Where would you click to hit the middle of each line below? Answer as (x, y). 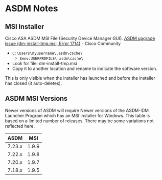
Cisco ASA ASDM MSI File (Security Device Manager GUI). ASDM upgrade (80, 38)
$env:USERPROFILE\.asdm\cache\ (51, 59)
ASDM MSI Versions (36, 99)
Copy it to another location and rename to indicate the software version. (85, 68)
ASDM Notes (32, 9)
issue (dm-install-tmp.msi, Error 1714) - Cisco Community (63, 44)
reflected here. (20, 126)
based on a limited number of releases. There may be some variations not (80, 121)
